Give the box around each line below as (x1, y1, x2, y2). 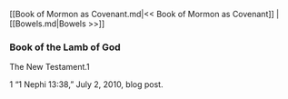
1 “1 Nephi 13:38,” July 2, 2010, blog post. (9, 79, 164, 90)
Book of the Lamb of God (9, 41, 121, 54)
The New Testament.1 (9, 62, 91, 73)
